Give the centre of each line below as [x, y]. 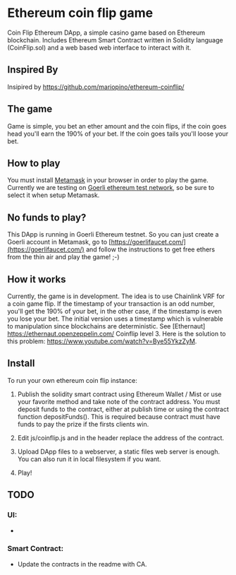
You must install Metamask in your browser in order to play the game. [108, 180]
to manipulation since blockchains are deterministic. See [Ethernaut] [106, 326]
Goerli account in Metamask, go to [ [59, 242]
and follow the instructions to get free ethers [150, 249]
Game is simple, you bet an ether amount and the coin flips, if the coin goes [117, 126]
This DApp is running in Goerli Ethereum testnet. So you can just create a [113, 235]
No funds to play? [47, 217]
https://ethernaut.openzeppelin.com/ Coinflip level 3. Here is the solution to [117, 334]
